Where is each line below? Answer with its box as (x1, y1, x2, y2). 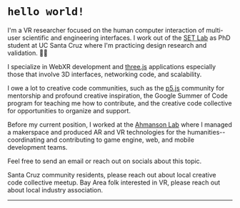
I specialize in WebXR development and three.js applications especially (7, 62, 216, 71)
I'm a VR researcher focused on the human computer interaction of (7, 26, 205, 34)
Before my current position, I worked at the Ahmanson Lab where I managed (7, 120, 232, 129)
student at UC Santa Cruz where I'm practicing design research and (7, 41, 207, 49)
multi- (206, 26, 224, 34)
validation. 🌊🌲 (7, 48, 48, 57)
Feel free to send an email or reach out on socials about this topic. (7, 157, 202, 165)
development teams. (7, 142, 68, 151)
